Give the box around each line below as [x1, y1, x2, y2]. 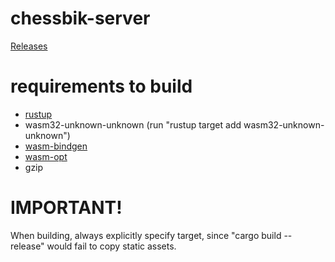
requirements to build [10, 75, 193, 98]
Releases [10, 40, 48, 52]
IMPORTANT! [10, 197, 123, 219]
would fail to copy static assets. [46, 240, 177, 252]
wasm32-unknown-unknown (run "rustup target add [24, 118, 242, 131]
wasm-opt [24, 150, 68, 162]
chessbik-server [10, 7, 151, 30]
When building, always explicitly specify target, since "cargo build [10, 229, 282, 241]
